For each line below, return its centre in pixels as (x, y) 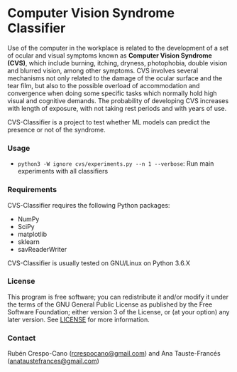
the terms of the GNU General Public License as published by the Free (110, 304)
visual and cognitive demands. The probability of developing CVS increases (118, 100)
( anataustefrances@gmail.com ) (53, 361)
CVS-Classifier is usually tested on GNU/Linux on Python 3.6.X (99, 263)
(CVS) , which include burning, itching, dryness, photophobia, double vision (117, 63)
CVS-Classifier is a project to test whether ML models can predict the (109, 122)
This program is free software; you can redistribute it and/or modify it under (118, 297)
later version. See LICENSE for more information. (79, 319)
